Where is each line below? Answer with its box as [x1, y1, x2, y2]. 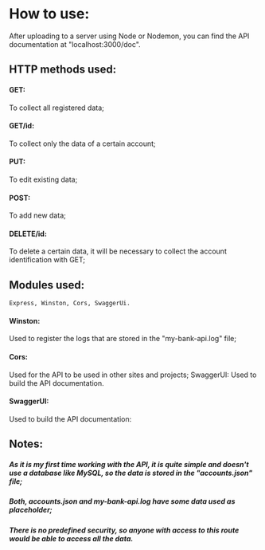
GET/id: [9, 121, 35, 131]
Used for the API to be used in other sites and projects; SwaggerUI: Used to [9, 370, 257, 379]
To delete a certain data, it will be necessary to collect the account [9, 246, 228, 256]
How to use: [9, 5, 90, 23]
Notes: [9, 438, 43, 451]
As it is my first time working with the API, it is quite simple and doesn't [9, 459, 249, 469]
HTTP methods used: [9, 63, 117, 77]
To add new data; [9, 210, 66, 220]
